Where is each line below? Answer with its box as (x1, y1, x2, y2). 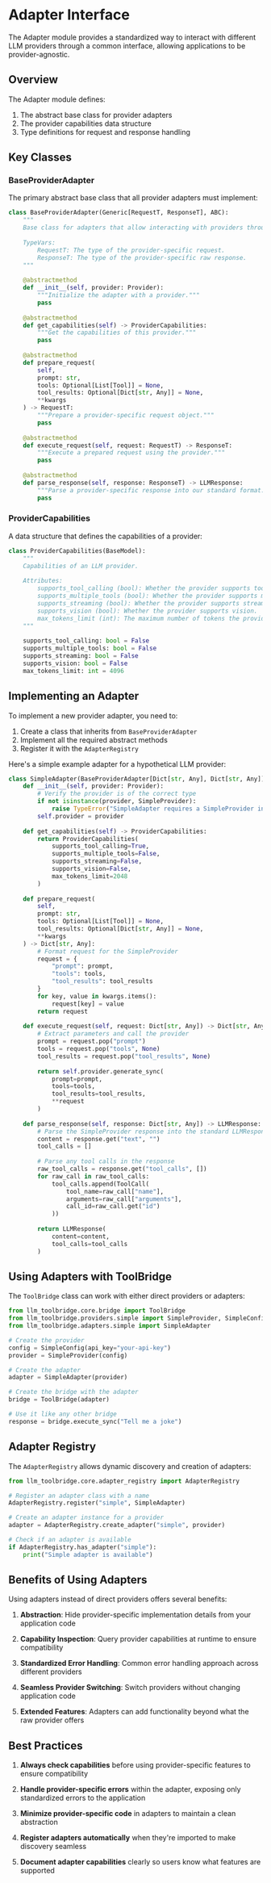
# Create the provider (8, 1336, 85, 1345)
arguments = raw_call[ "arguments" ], (65, 1195, 182, 1203)
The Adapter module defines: (8, 94, 106, 104)
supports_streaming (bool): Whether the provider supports (37, 599, 240, 607)
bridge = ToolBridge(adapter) (8, 1396, 110, 1404)
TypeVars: (23, 238, 56, 247)
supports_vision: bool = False (23, 659, 128, 667)
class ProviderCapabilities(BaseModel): (8, 546, 147, 554)
